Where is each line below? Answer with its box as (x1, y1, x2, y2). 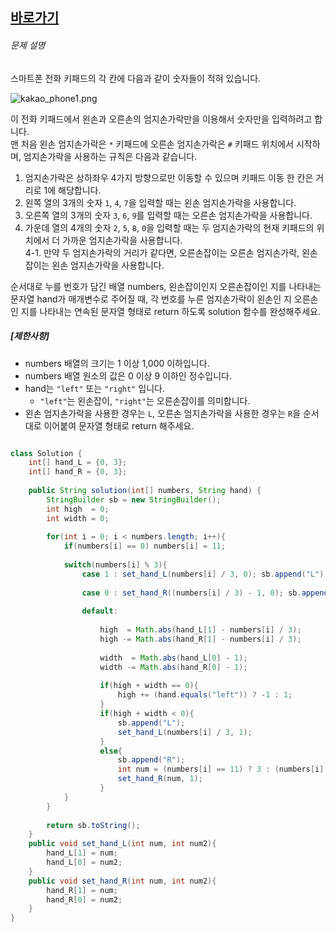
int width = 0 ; (46, 513, 110, 523)
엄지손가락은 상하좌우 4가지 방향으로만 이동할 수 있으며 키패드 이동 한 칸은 (24, 171, 314, 183)
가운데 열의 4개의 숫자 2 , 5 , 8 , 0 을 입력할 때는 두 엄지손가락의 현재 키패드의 (24, 221, 315, 233)
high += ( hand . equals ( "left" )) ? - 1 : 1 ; (117, 690, 293, 700)
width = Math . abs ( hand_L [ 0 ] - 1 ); (99, 653, 248, 663)
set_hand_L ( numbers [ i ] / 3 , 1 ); (117, 727, 253, 737)
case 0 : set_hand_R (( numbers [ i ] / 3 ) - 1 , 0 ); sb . (81, 588, 302, 598)
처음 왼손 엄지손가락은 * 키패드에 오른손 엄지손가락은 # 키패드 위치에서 (20, 138, 295, 150)
